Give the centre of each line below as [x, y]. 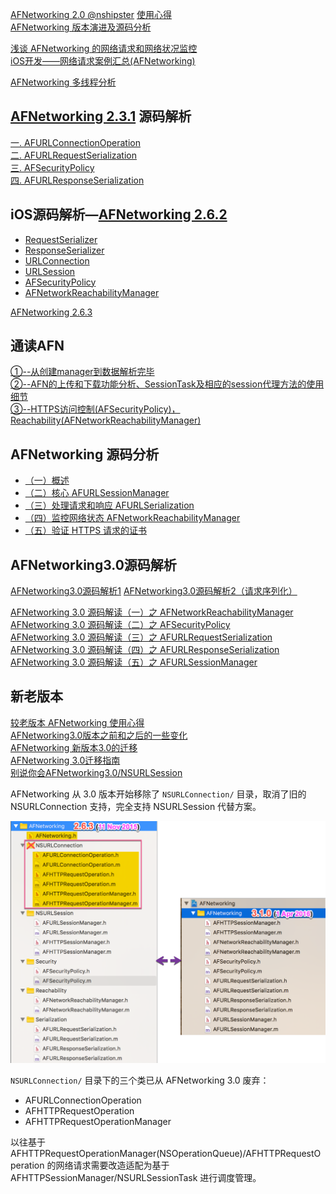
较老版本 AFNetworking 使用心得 [77, 722]
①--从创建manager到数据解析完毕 [82, 372]
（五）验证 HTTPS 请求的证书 [86, 530]
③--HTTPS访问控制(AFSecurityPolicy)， [95, 409]
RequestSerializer [61, 239]
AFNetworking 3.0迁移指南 [65, 760]
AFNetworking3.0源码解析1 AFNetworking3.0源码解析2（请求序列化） [154, 591]
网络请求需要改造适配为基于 [112, 1165]
